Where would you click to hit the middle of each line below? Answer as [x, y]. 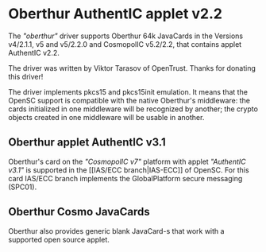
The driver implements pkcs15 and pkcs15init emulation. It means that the [128, 91]
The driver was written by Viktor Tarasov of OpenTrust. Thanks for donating [132, 68]
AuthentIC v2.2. [34, 52]
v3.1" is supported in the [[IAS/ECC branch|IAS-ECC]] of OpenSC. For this [129, 170]
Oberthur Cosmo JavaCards [79, 212]
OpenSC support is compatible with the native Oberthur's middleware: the [129, 100]
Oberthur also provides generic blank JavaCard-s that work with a [116, 231]
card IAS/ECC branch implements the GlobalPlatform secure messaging [125, 178]
